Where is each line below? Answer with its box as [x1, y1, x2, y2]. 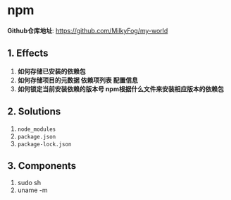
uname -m [17, 186, 48, 194]
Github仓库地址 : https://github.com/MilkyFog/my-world [7, 26, 168, 35]
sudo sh [17, 179, 42, 187]
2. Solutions [7, 105, 61, 118]
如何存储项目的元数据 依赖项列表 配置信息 [17, 76, 139, 84]
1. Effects [7, 47, 49, 59]
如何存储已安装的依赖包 [17, 66, 86, 76]
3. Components [7, 160, 77, 172]
